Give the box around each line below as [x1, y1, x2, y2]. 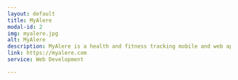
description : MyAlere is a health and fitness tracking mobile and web [7, 43, 223, 50]
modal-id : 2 [7, 23, 42, 30]
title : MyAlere [7, 17, 52, 24]
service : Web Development [7, 56, 84, 63]
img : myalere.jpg [7, 29, 59, 37]
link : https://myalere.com [7, 50, 87, 57]
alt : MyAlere [7, 36, 46, 44]
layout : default [7, 10, 55, 18]
